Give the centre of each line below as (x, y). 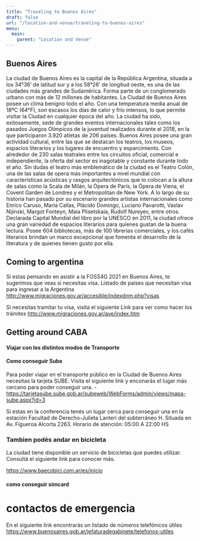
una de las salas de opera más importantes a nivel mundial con (83, 173)
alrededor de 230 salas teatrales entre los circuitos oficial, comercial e (92, 154)
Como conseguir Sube (34, 361)
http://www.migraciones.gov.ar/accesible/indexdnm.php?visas (83, 295)
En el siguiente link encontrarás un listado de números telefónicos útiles (94, 525)
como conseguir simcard (38, 484)
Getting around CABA (47, 332)
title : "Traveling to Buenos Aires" (51, 12)
